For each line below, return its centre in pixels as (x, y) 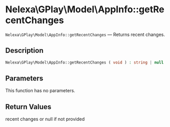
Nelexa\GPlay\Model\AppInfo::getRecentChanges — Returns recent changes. (85, 34)
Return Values (28, 107)
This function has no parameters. (40, 91)
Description (24, 50)
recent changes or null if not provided (45, 119)
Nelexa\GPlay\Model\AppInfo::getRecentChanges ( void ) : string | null (84, 62)
